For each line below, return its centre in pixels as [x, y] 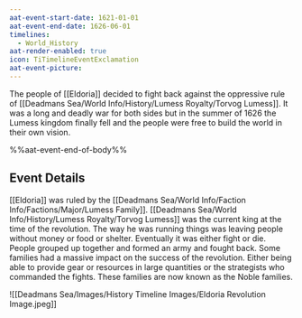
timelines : [30, 34]
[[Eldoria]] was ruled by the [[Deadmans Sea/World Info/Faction [128, 200]
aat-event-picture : [46, 69]
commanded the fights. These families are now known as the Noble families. [151, 276]
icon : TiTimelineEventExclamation [74, 60]
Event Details [47, 178]
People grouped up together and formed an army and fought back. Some [145, 248]
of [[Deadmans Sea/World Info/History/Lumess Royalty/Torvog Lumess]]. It [149, 103]
